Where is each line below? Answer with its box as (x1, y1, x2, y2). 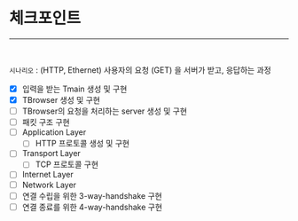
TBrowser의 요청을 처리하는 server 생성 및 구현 (21, 106, 188, 116)
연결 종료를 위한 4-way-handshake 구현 (21, 201, 162, 212)
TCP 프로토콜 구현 (35, 159, 99, 170)
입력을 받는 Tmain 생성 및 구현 (21, 83, 128, 94)
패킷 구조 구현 (21, 117, 70, 128)
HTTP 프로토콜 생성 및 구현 (35, 138, 130, 149)
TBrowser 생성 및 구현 (21, 95, 100, 105)
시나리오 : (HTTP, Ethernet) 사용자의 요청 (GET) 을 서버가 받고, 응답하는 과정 (9, 64, 272, 75)
